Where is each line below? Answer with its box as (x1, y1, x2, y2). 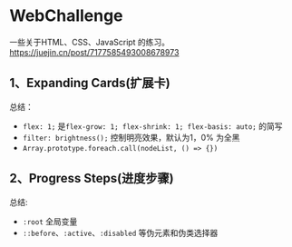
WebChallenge (9, 5, 124, 26)
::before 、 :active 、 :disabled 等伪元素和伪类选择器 (22, 227, 219, 238)
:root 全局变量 (22, 215, 78, 227)
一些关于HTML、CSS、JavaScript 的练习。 (9, 36, 170, 47)
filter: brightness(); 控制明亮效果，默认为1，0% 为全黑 (22, 132, 240, 143)
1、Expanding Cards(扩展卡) (9, 75, 170, 91)
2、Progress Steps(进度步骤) (9, 171, 174, 186)
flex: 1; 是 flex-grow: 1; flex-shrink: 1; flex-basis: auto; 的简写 (22, 120, 283, 132)
